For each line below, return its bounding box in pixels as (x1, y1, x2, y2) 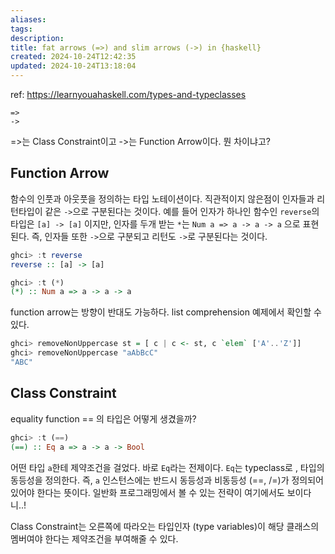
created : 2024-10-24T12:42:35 (10, 52, 137, 62)
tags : (10, 24, 33, 34)
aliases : (10, 14, 47, 25)
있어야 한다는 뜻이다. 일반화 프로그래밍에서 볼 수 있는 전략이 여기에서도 (10, 486, 285, 498)
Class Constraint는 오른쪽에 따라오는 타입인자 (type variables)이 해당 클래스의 (10, 520, 320, 532)
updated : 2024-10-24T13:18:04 (10, 61, 137, 71)
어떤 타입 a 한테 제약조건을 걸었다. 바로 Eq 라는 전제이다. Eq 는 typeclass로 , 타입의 (10, 461, 325, 473)
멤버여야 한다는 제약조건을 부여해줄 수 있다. (10, 532, 179, 545)
